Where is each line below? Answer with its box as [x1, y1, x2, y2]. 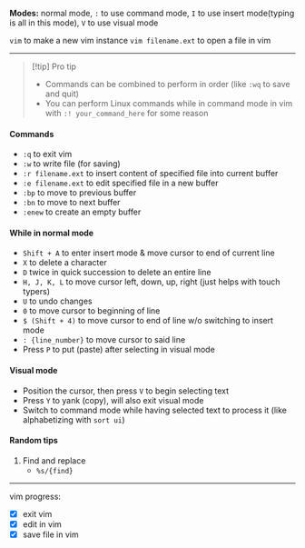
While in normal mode [9, 227, 93, 238]
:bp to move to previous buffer [22, 187, 137, 198]
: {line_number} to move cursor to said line [22, 334, 186, 345]
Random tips [9, 435, 59, 446]
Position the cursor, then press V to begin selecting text [22, 385, 230, 396]
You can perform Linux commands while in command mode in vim [44, 98, 293, 108]
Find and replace [22, 454, 86, 466]
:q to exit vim [22, 149, 73, 160]
